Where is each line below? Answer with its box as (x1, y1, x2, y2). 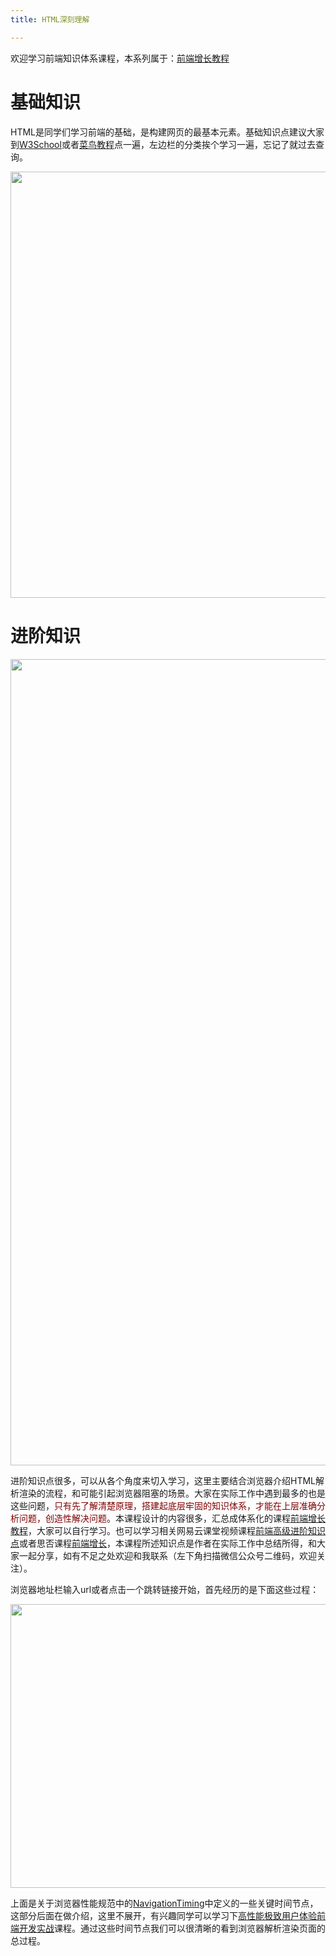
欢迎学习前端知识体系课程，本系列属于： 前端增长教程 (10, 52, 230, 64)
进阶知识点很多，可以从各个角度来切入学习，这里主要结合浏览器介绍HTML (10, 1474, 317, 1486)
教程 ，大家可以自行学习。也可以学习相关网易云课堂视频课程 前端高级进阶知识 (10, 1524, 326, 1536)
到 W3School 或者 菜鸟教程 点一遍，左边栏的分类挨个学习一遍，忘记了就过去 (10, 138, 316, 150)
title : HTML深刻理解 (10, 14, 90, 25)
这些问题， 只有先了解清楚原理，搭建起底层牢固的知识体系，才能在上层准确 (10, 1499, 317, 1511)
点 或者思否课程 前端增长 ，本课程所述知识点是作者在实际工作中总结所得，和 (10, 1537, 317, 1549)
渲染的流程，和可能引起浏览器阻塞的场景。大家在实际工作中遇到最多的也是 (18, 1487, 326, 1499)
